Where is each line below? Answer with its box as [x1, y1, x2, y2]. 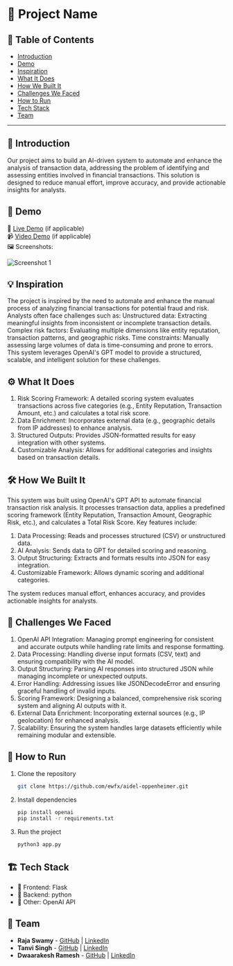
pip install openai [17, 809, 74, 816]
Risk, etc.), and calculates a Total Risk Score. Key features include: [7, 518, 198, 526]
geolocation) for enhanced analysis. [17, 716, 120, 724]
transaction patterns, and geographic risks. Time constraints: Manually [7, 334, 209, 342]
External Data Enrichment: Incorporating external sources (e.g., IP [17, 709, 206, 717]
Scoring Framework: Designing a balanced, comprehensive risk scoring [17, 693, 222, 702]
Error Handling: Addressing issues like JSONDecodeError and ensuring [17, 679, 221, 687]
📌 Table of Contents [7, 34, 94, 46]
